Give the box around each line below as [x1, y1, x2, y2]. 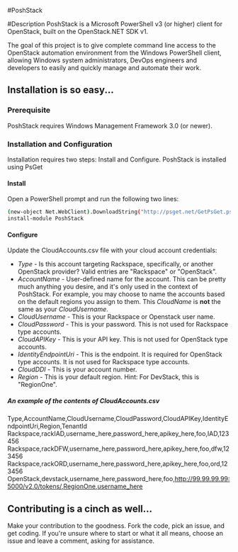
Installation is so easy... [7, 84, 115, 96]
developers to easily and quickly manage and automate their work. [7, 64, 202, 72]
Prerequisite [7, 106, 51, 116]
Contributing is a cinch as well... [7, 502, 153, 514]
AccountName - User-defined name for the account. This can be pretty [17, 275, 227, 283]
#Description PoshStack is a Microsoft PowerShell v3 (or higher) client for [7, 20, 223, 28]
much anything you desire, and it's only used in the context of [17, 283, 198, 291]
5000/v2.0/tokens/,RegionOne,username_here [7, 482, 143, 491]
